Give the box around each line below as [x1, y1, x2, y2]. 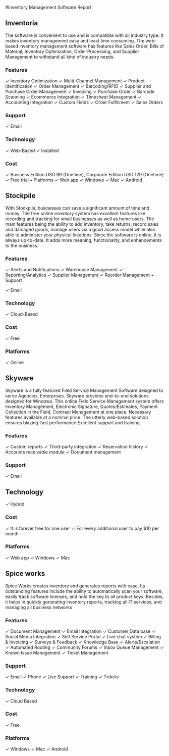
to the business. [5, 242, 39, 248]
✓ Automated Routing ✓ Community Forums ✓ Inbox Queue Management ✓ [5, 644, 164, 650]
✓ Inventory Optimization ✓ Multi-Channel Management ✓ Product [5, 78, 145, 84]
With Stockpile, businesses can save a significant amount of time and [5, 205, 150, 211]
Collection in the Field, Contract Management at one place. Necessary [5, 409, 151, 415]
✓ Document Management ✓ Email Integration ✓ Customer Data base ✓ [5, 628, 156, 634]
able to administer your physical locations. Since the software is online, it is [5, 232, 161, 238]
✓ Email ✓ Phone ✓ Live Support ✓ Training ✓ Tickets [5, 674, 119, 680]
